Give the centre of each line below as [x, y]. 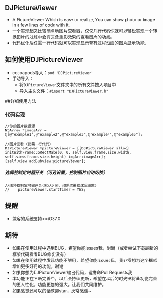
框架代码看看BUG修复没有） [40, 254]
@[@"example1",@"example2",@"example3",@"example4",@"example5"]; [74, 134]
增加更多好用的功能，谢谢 [38, 266]
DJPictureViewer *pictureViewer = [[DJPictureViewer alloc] [67, 148]
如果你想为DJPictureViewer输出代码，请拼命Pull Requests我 [72, 272]
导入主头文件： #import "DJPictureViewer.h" [64, 91]
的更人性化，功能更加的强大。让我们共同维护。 [59, 284]
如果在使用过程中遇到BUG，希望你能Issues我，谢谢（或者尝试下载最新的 [85, 248]
